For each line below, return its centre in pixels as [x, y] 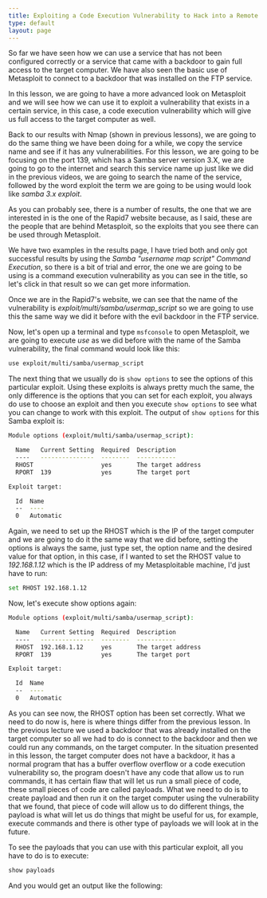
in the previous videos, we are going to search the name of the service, [125, 177]
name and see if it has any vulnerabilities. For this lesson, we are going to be [133, 151]
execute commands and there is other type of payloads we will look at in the [133, 823]
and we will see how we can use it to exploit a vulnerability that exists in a [129, 102]
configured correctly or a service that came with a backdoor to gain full [126, 61]
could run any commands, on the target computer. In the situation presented [133, 747]
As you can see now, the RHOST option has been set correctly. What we [127, 713]
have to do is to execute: [49, 855]
